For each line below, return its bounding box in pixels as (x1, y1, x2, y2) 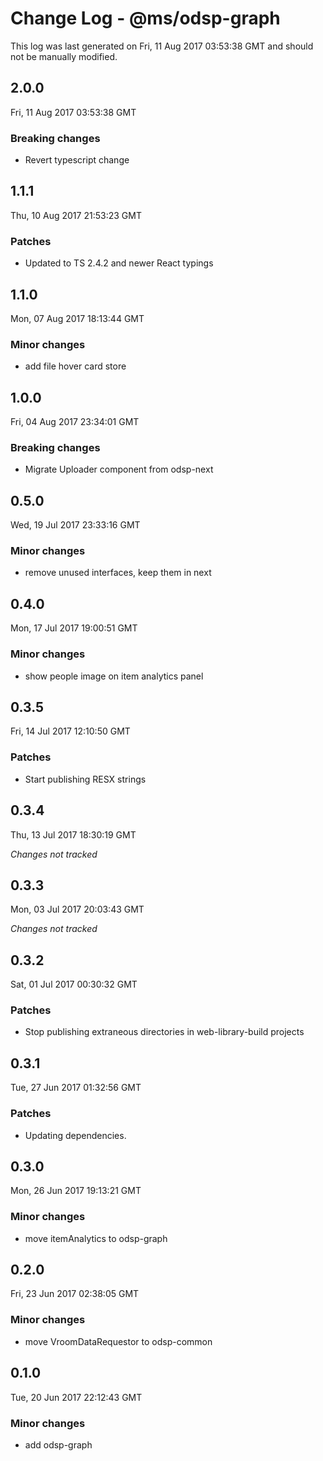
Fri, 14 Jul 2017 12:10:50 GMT (10, 725, 131, 737)
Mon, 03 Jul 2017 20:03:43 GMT (10, 903, 145, 916)
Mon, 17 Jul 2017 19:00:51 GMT (10, 622, 138, 634)
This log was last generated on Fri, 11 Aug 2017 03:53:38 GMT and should (10, 40, 314, 52)
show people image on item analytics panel (24, 670, 204, 682)
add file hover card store (24, 360, 127, 372)
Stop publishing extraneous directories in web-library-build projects (24, 1026, 305, 1038)
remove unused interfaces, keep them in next (24, 567, 212, 579)
